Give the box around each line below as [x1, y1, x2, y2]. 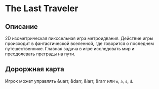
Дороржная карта [5, 65, 64, 73]
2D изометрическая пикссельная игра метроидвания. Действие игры [5, 35, 153, 41]
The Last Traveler [5, 3, 79, 14]
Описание [5, 22, 38, 31]
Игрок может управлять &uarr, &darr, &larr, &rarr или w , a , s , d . [5, 78, 134, 84]
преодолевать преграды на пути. [5, 51, 76, 57]
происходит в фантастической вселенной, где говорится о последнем [5, 41, 154, 46]
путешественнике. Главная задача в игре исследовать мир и [5, 46, 135, 51]
